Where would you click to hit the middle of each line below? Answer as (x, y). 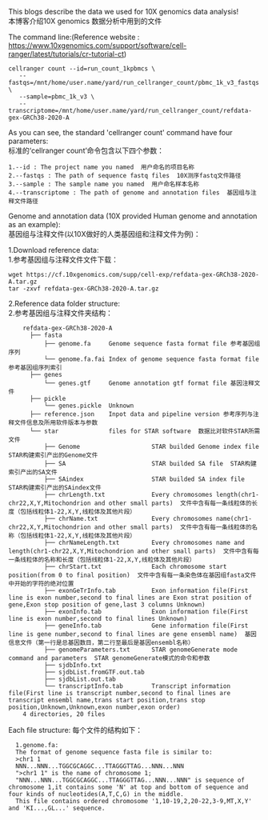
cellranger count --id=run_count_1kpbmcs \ (82, 69)
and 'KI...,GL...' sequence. (57, 808)
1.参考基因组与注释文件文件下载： (63, 260)
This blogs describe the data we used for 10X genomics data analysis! (124, 12)
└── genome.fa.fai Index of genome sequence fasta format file (152, 359)
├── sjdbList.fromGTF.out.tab (94, 672)
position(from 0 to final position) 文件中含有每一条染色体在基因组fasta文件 (132, 575)
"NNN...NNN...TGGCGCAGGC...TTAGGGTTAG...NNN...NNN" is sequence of (130, 780)
